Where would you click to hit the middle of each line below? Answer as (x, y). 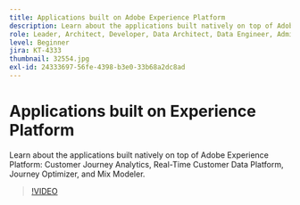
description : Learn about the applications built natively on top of (142, 26)
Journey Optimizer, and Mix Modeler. (77, 174)
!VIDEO (44, 191)
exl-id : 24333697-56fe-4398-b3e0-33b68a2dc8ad (97, 68)
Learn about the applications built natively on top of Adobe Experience (139, 155)
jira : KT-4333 (36, 51)
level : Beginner (39, 42)
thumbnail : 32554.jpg (50, 59)
